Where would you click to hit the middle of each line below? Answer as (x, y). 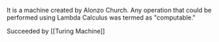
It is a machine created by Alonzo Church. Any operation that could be (109, 10)
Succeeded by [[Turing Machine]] (56, 31)
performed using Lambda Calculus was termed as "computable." (101, 17)
